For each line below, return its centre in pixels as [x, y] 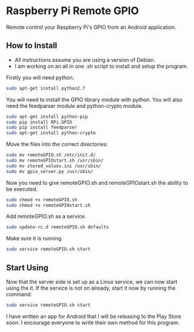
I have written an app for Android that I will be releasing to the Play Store [94, 316]
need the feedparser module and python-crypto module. [75, 106]
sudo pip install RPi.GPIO [39, 122]
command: [19, 294]
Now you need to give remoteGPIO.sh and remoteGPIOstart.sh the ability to [97, 182]
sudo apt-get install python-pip [47, 117]
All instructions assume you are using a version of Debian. [85, 59]
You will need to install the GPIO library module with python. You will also [94, 99]
